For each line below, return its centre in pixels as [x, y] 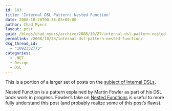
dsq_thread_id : [21, 44]
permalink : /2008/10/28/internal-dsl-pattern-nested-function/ [74, 39]
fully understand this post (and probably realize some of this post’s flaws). [84, 103]
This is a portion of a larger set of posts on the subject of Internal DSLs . [81, 82]
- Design [19, 63]
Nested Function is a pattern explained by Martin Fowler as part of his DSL [84, 92]
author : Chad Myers [26, 24]
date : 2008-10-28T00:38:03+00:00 [41, 20]
